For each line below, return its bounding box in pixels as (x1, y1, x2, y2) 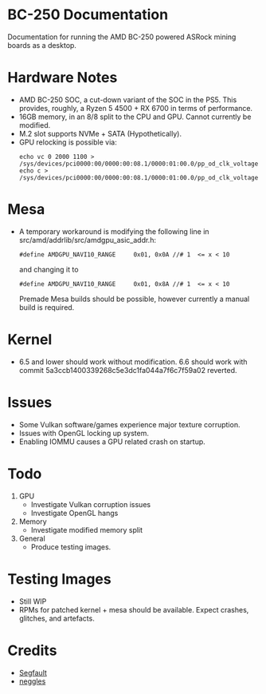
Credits (7, 641, 57, 660)
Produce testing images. (30, 541, 111, 552)
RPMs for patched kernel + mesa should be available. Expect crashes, (18, 605, 249, 614)
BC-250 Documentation (7, 6, 169, 24)
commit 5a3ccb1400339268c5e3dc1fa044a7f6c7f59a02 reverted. (18, 365, 237, 375)
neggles (18, 676, 46, 686)
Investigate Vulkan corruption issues (30, 499, 151, 509)
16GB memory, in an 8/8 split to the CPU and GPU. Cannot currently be (18, 112, 252, 121)
